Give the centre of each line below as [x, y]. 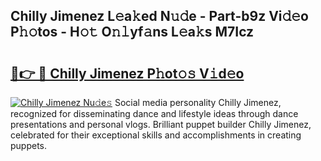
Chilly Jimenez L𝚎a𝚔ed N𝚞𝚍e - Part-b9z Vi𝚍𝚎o [160, 16]
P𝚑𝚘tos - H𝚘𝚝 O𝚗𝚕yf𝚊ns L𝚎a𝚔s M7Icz [132, 32]
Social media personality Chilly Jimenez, [198, 102]
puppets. [29, 145]
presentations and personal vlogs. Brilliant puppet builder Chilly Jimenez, [161, 124]
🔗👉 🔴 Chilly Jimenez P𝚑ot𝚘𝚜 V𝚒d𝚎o [127, 73]
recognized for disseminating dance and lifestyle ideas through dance [154, 113]
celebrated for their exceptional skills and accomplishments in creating [156, 135]
